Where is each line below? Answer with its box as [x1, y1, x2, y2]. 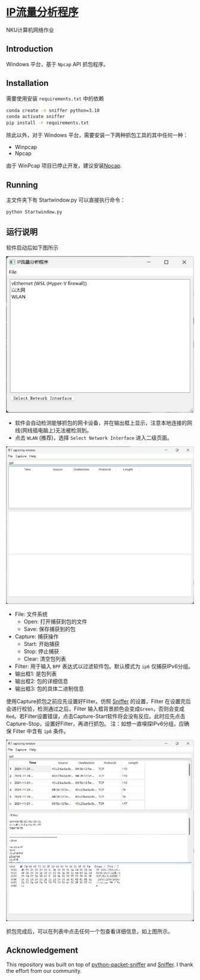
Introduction [6, 44, 54, 54]
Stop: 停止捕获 [23, 648, 60, 655]
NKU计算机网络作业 [6, 26, 55, 33]
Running [6, 180, 39, 190]
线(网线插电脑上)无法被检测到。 [14, 427, 92, 434]
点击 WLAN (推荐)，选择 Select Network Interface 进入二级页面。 [14, 434, 173, 441]
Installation [6, 78, 49, 88]
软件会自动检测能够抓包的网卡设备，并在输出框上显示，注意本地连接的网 [14, 419, 192, 426]
